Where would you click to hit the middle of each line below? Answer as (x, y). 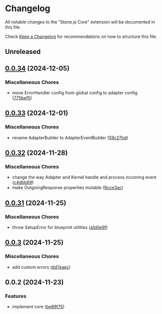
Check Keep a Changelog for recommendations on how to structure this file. (81, 36)
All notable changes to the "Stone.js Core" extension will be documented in (80, 22)
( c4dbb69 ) (23, 182)
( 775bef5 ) (22, 98)
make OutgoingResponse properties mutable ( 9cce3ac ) (68, 188)
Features (16, 296)
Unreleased (23, 52)
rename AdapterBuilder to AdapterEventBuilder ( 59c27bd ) (70, 138)
